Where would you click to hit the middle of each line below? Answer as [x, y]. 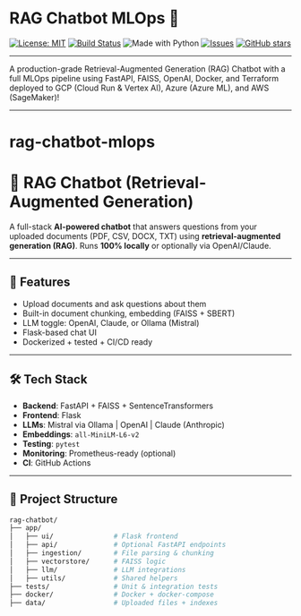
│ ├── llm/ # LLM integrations [98, 569]
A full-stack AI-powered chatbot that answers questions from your [133, 227]
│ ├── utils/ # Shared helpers [94, 578]
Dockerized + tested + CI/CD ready [87, 342]
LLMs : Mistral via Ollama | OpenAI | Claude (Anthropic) [124, 424]
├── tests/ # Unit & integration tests [114, 586]
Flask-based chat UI [59, 332]
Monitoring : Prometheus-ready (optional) [99, 453]
